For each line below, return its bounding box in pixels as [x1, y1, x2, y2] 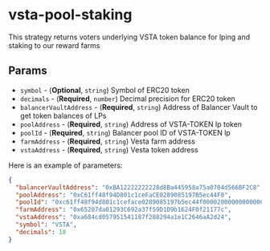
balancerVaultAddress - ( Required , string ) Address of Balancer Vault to [19, 102, 258, 111]
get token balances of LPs [19, 111, 107, 120]
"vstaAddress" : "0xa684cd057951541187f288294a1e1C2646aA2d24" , [15, 213, 231, 221]
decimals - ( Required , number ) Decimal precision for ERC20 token [19, 94, 235, 103]
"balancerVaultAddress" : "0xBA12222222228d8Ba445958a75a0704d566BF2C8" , [15, 183, 264, 192]
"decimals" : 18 [15, 228, 67, 236]
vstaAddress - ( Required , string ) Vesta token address [19, 144, 198, 154]
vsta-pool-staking [8, 6, 133, 24]
